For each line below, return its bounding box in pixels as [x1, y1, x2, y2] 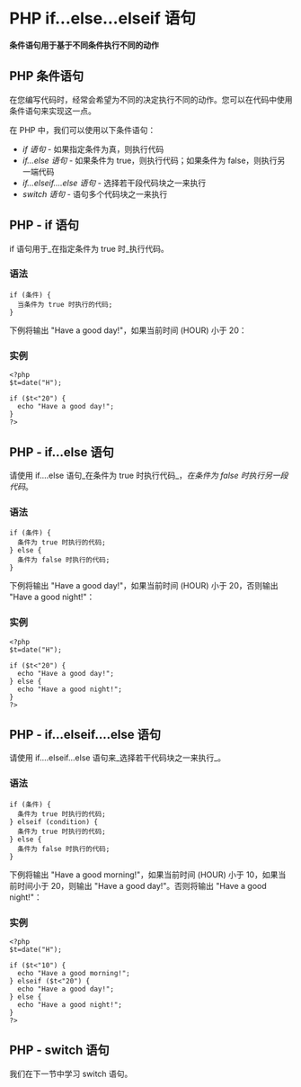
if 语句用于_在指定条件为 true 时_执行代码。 [9, 243, 169, 254]
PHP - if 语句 [9, 218, 79, 233]
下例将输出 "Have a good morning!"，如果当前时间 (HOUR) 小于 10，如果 [9, 869, 279, 880]
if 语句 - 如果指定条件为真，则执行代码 [22, 143, 164, 154]
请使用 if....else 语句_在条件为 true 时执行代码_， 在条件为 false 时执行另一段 [9, 470, 288, 481]
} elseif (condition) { [9, 817, 99, 826]
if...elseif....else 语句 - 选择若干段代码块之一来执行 [22, 177, 207, 188]
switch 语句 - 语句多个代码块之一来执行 [22, 188, 168, 199]
